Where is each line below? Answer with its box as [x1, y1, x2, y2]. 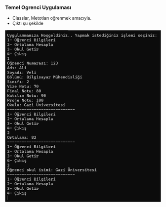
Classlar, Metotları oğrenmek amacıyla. [12, 15, 91, 21]
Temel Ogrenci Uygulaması [5, 4, 72, 11]
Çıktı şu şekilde [12, 20, 43, 26]
